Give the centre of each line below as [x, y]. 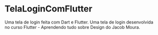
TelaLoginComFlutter [49, 9]
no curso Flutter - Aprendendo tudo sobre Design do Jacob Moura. [72, 27]
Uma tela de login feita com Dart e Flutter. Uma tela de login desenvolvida [79, 22]
